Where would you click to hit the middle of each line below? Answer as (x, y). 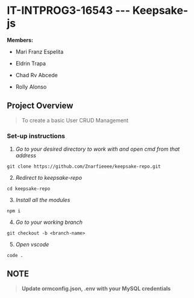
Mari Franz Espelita (39, 51)
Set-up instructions (36, 136)
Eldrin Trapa (31, 63)
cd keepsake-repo (29, 189)
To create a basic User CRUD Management (75, 120)
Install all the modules (43, 200)
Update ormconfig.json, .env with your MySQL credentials (96, 288)
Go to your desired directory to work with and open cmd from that (98, 149)
